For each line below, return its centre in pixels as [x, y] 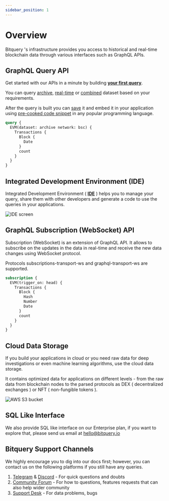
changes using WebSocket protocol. [43, 253]
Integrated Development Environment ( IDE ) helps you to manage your [79, 193]
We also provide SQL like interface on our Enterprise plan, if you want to [81, 428]
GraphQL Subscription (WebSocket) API [70, 230]
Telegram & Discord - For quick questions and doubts [69, 477]
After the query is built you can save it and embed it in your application [79, 108]
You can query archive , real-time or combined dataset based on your [78, 93]
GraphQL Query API [37, 71]
